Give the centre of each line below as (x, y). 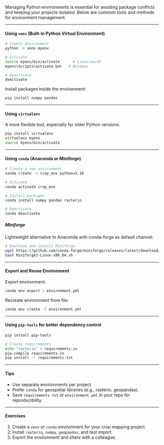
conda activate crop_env (30, 187)
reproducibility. (27, 400)
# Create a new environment (34, 169)
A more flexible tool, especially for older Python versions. (63, 125)
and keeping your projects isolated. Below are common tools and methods (80, 12)
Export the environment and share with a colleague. (64, 437)
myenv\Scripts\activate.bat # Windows (47, 66)
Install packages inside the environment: (46, 89)
